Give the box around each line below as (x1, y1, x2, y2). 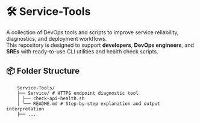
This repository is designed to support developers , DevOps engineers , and (6, 41, 195, 49)
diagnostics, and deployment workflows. (6, 35, 107, 42)
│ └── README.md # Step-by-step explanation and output (17, 100, 161, 107)
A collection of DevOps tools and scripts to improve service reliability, (6, 28, 179, 36)
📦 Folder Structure (6, 66, 80, 76)
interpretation (6, 106, 45, 112)
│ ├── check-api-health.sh (17, 95, 85, 101)
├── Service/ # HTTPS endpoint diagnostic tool (17, 90, 139, 96)
